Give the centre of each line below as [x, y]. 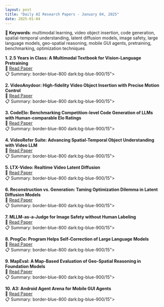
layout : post [18, 10]
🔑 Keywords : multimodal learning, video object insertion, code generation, [80, 33]
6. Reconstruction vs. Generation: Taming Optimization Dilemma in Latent [82, 189]
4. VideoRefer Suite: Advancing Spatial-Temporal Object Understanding [80, 140]
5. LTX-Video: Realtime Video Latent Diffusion [53, 167]
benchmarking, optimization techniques [45, 48]
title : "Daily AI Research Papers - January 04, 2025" [62, 14]
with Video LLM [21, 145]
